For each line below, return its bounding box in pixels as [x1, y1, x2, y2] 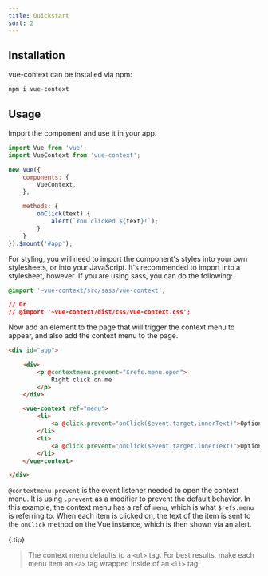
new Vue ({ [8, 165, 41, 174]
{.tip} [8, 535, 26, 545]
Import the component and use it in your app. [8, 128, 157, 138]
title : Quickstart [8, 11, 69, 20]
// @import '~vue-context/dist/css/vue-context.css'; [8, 308, 191, 316]
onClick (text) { [37, 210, 91, 218]
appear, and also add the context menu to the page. [8, 331, 179, 341]
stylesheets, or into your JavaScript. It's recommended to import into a [8, 262, 241, 272]
